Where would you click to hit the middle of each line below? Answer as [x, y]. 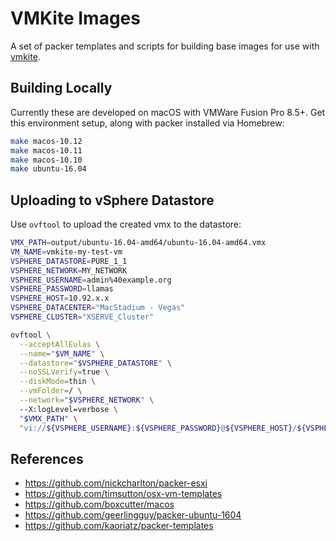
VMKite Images [75, 18]
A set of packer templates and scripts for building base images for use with [165, 46]
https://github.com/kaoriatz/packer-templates [119, 526]
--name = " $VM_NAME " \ [62, 353]
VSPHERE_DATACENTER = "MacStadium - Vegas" [98, 308]
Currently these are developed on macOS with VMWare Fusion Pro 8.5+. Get [168, 112]
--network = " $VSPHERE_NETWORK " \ [87, 400]
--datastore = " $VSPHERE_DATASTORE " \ [95, 363]
